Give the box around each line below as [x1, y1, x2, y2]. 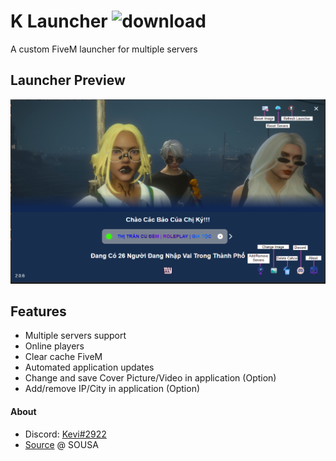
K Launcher [10, 10, 108, 33]
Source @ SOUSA [24, 438, 99, 450]
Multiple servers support [24, 330, 127, 342]
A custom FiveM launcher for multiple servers [10, 43, 198, 55]
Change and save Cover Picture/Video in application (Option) [24, 372, 277, 384]
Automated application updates [24, 361, 155, 374]
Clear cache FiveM [24, 351, 103, 363]
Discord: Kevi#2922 [24, 428, 107, 440]
